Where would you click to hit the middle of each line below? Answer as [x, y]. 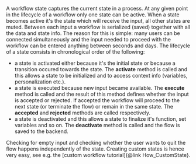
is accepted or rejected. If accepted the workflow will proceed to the [97, 100]
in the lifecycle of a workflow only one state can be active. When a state [93, 15]
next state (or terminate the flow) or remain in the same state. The [94, 107]
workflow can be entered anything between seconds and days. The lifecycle [98, 46]
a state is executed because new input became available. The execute [99, 88]
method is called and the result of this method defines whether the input [102, 94]
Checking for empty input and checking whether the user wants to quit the [96, 143]
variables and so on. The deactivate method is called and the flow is [97, 125]
